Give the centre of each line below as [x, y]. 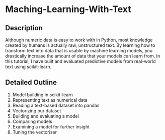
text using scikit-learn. [28, 67]
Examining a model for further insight [51, 126]
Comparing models [32, 121]
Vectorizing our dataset [37, 111]
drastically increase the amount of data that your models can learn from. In [83, 56]
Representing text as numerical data [50, 100]
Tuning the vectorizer [34, 132]
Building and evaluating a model [46, 116]
